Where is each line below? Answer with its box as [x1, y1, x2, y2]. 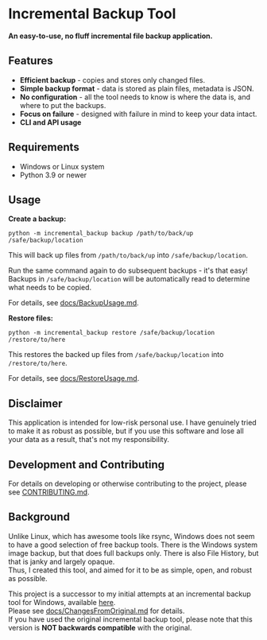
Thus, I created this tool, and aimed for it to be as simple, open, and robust [8, 565, 253, 575]
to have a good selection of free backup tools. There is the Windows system [8, 540, 258, 549]
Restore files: [8, 313, 53, 323]
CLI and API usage [19, 117, 82, 127]
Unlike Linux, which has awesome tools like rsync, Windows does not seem [8, 531, 256, 541]
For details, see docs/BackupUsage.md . [8, 298, 139, 308]
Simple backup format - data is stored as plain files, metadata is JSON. [19, 83, 254, 93]
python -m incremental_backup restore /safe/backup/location [8, 329, 215, 337]
